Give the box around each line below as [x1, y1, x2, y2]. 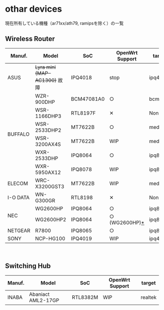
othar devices [5, 3, 62, 15]
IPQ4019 [71, 235, 92, 242]
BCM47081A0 [71, 95, 105, 102]
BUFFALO [7, 131, 30, 138]
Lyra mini [35, 64, 56, 71]
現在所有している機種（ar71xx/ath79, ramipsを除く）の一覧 [5, 20, 124, 26]
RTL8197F [71, 109, 96, 116]
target [141, 279, 156, 286]
